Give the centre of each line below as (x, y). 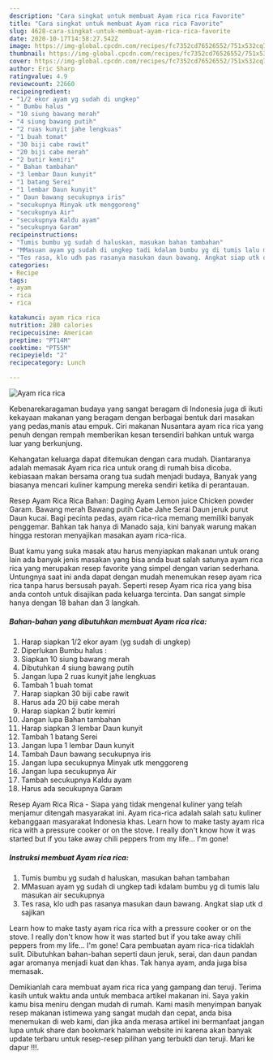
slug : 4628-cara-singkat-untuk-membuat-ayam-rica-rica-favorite (120, 31)
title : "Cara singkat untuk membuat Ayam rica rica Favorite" (116, 24)
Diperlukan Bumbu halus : (64, 650)
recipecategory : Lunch (47, 363)
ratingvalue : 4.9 (38, 76)
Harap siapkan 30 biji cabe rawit (75, 693)
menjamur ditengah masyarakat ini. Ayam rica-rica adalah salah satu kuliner (136, 812)
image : (20, 46)
